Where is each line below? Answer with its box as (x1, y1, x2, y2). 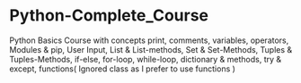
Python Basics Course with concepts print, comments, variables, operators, (9, 35, 289, 46)
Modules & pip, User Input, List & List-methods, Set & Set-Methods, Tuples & (9, 44, 293, 54)
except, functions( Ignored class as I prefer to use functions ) (9, 63, 236, 74)
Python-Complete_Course (9, 5, 209, 26)
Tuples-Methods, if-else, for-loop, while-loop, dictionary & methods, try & (9, 54, 282, 64)
